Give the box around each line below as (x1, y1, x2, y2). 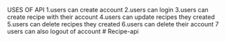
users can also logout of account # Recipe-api (7, 27, 140, 35)
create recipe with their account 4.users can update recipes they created (7, 13, 216, 21)
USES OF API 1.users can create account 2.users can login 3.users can (7, 6, 209, 14)
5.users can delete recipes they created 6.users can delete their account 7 (7, 20, 219, 28)
